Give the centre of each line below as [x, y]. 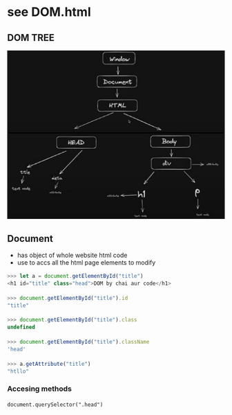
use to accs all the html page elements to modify [86, 263]
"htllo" [18, 371]
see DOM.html [49, 12]
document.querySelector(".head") [55, 405]
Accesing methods [40, 389]
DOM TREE [31, 38]
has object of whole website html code [72, 255]
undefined [21, 327]
